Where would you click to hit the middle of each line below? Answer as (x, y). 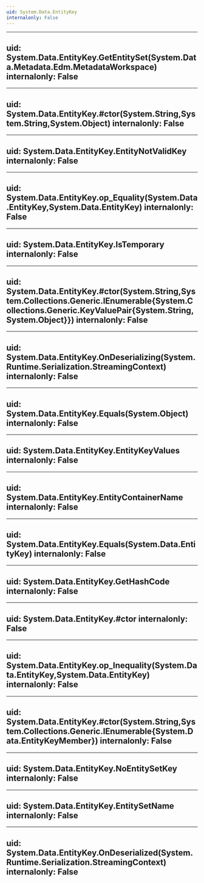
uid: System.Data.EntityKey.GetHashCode (88, 582)
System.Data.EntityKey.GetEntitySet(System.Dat (101, 58)
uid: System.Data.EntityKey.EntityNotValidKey (97, 151)
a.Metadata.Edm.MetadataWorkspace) (82, 67)
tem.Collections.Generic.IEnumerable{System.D (100, 732)
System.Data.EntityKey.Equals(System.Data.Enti (101, 544)
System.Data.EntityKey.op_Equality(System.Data (102, 198)
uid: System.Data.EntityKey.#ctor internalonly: (97, 619)
